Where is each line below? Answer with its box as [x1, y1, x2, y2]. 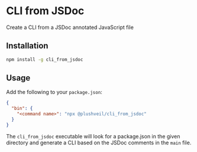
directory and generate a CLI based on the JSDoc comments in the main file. [6, 139, 192, 146]
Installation [6, 41, 49, 51]
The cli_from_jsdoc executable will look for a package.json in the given [6, 132, 180, 140]
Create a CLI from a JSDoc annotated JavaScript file [6, 24, 134, 31]
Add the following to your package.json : [6, 89, 102, 96]
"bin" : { [11, 105, 33, 112]
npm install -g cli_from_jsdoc [6, 56, 83, 63]
